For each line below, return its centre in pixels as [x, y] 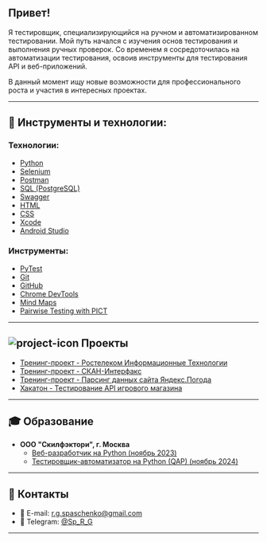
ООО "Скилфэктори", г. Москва [75, 445]
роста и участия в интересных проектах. [77, 90]
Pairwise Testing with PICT [64, 311]
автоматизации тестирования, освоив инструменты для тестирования [128, 57]
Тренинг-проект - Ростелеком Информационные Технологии [124, 363]
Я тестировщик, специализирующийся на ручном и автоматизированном [133, 32]
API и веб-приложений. [48, 66]
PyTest [31, 268]
